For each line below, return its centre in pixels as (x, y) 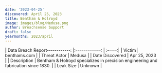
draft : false (18, 32)
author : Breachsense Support (35, 28)
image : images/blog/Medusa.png (37, 23)
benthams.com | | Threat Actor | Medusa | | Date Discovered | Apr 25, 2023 (81, 55)
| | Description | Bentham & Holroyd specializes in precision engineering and (81, 60)
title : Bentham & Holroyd (31, 18)
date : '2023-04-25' (25, 9)
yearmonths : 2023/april (29, 37)
